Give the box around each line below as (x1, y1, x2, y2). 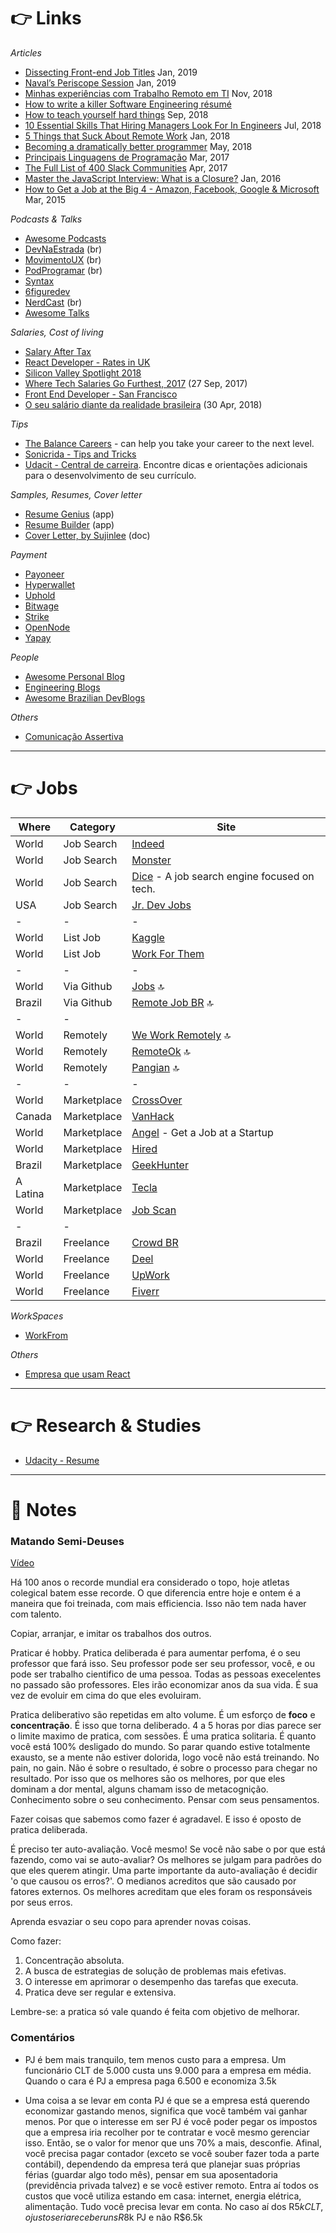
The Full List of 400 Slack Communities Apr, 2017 (24, 161, 228, 174)
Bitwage (24, 600, 60, 612)
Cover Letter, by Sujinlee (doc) (24, 529, 151, 541)
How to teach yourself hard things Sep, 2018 (24, 108, 209, 120)
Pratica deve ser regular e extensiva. (24, 1986, 177, 1999)
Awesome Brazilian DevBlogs (24, 691, 146, 704)
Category (69, 820, 116, 834)
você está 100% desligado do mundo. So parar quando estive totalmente (10, 1741, 311, 1753)
